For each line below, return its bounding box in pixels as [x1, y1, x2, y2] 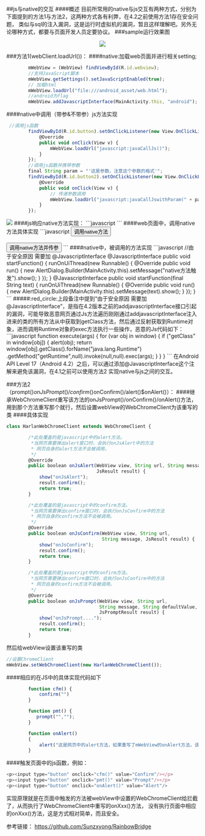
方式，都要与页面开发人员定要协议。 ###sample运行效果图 [22, 28, 170, 35]
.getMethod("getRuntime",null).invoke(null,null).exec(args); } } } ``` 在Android [6, 352, 199, 360]
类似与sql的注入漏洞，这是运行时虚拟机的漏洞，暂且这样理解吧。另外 [18, 21, 192, 27]
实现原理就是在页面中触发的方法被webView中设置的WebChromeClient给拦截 [6, 795, 198, 802]
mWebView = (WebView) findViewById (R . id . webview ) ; [28, 65, 160, 71]
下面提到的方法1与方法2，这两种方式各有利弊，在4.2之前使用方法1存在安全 [6, 13, 193, 20]
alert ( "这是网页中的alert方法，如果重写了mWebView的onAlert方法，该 [38, 741, 200, 748]
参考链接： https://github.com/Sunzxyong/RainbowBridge [6, 823, 151, 830]
